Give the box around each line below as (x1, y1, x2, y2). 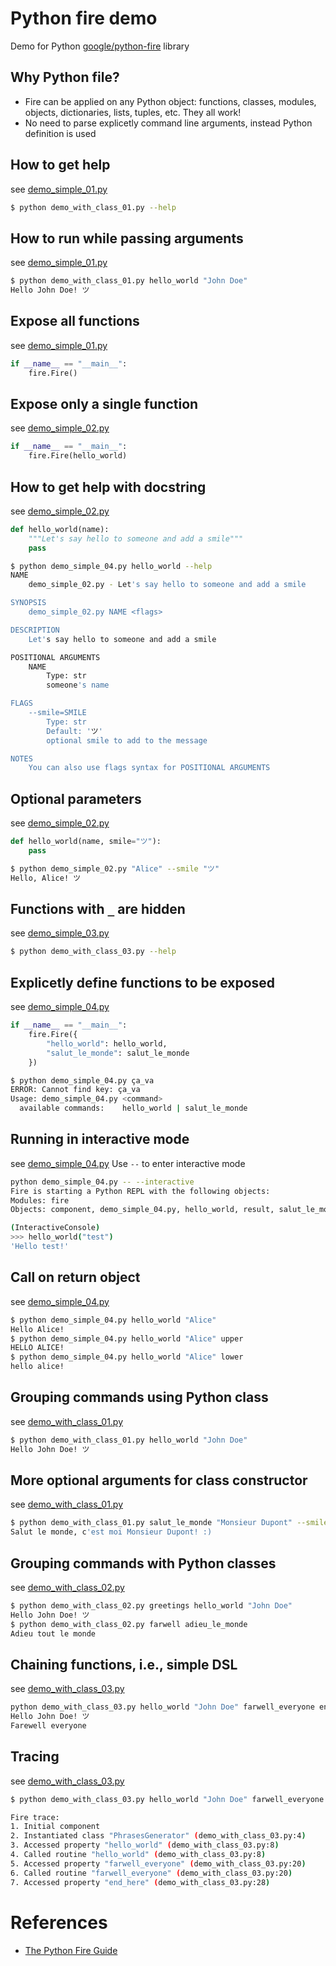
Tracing (10, 1748, 60, 1766)
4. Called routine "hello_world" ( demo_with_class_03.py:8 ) (10, 1850, 267, 1860)
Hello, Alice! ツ (10, 873, 82, 883)
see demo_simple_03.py (10, 927, 110, 939)
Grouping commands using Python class (10, 1389, 269, 1406)
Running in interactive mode (10, 1131, 190, 1148)
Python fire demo (10, 7, 158, 30)
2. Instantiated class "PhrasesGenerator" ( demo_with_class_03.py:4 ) (10, 1831, 307, 1841)
